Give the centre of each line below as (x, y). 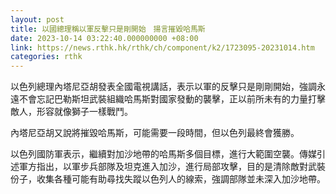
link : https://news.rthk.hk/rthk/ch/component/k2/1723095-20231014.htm (162, 47)
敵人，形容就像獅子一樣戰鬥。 (71, 112)
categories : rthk (46, 57)
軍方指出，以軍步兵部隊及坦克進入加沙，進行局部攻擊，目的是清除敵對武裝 (172, 167)
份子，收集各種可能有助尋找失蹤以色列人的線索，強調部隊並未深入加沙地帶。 (168, 179)
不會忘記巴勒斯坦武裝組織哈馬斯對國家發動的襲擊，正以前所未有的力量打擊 (172, 99)
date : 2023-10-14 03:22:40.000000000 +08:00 (104, 38)
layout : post (37, 19)
